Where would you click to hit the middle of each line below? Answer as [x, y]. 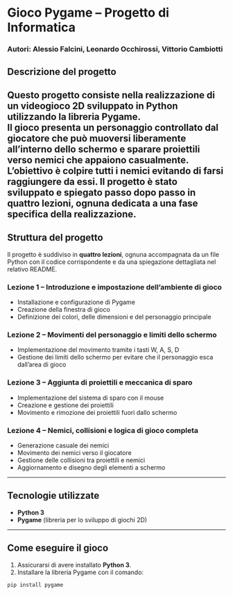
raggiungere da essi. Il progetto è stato [93, 181]
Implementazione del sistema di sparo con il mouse [90, 398]
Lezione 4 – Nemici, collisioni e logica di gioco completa [103, 430]
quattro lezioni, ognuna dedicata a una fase [103, 203]
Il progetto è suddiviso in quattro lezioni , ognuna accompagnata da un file [113, 254]
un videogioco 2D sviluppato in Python [93, 106]
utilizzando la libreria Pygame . [74, 117]
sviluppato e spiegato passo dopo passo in [102, 192]
